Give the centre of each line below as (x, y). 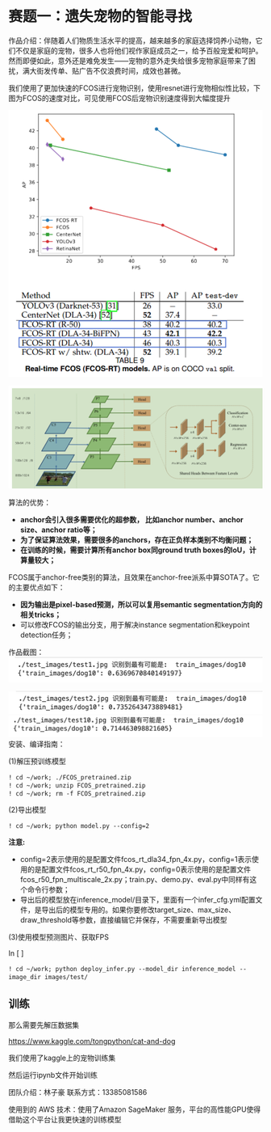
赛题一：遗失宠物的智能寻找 (100, 17)
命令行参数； (48, 889)
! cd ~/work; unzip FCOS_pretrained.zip (77, 785)
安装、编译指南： (37, 744)
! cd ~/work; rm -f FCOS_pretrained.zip (77, 793)
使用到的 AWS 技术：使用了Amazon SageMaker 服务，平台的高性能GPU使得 (135, 1109)
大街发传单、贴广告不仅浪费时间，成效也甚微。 (107, 70)
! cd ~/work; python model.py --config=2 (79, 826)
